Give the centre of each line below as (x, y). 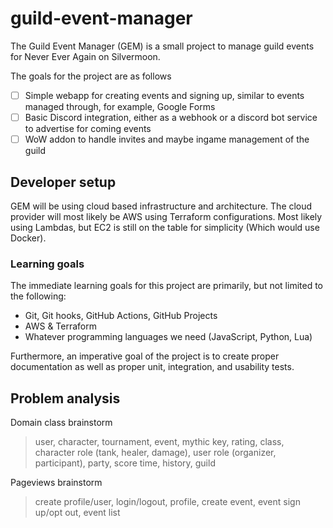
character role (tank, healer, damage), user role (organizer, (155, 453)
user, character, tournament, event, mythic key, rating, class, (159, 442)
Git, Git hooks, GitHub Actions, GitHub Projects (121, 316)
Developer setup (63, 182)
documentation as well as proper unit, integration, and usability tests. (152, 367)
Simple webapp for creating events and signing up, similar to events (164, 95)
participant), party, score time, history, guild (125, 463)
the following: (38, 296)
